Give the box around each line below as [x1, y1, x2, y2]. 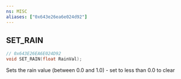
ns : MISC [6, 8, 27, 15]
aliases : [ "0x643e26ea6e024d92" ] [6, 14, 88, 20]
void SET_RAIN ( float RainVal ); [6, 56, 82, 62]
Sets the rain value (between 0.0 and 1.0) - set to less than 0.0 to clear [6, 67, 175, 74]
